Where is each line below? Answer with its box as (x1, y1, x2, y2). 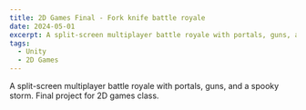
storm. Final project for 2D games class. (9, 90, 159, 101)
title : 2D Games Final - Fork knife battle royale (9, 13, 206, 23)
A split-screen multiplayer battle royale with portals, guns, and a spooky (9, 81, 280, 91)
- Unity (17, 47, 47, 56)
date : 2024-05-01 (9, 22, 76, 31)
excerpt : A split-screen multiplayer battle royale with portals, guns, (9, 30, 291, 39)
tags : (9, 38, 30, 48)
